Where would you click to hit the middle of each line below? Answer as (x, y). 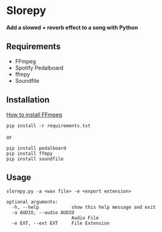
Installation (28, 100)
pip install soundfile (35, 159)
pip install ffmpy (29, 153)
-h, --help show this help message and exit (84, 208)
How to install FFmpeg (34, 114)
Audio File (85, 218)
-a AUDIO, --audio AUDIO (43, 213)
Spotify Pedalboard (39, 68)
